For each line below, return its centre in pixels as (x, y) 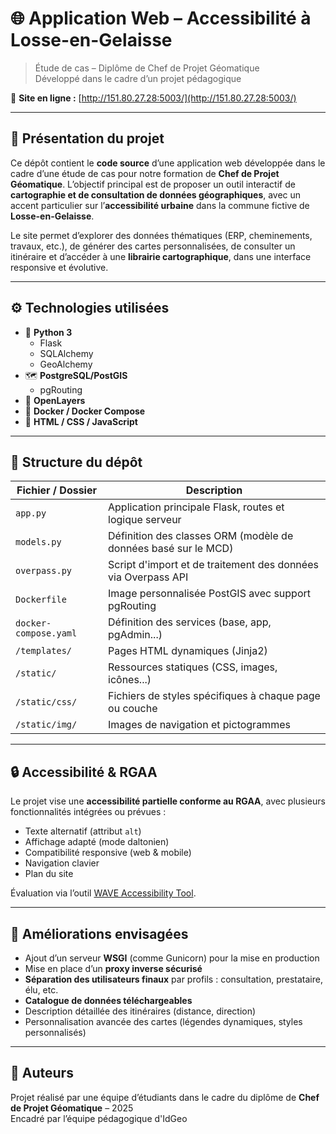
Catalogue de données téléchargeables (108, 1000)
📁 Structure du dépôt (76, 462)
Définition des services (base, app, (190, 622)
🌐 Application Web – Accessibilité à (161, 18)
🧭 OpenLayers (55, 400)
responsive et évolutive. (59, 267)
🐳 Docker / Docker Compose (85, 411)
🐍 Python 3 (48, 332)
